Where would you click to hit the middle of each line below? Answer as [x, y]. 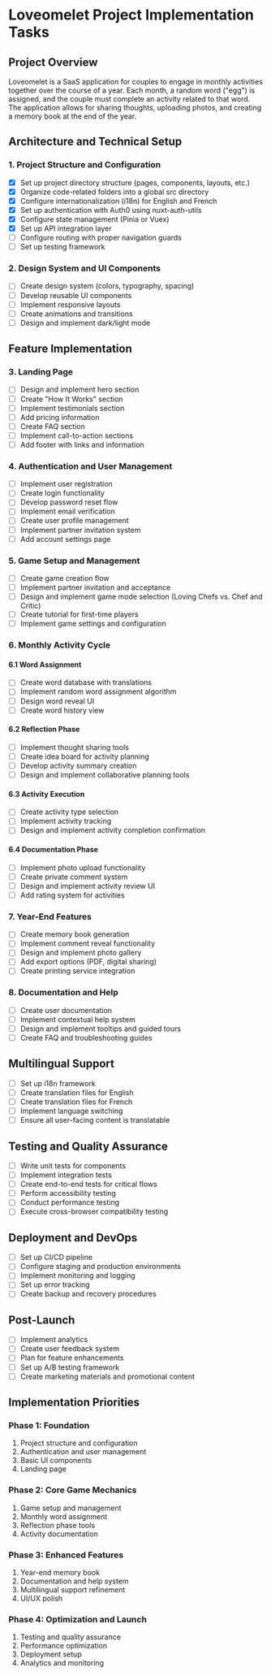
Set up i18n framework [58, 1083]
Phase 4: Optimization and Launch [78, 1619]
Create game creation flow [65, 578]
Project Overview [53, 62]
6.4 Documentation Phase [54, 850]
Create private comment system [74, 877]
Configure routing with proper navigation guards [101, 238]
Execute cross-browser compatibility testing [94, 1211]
